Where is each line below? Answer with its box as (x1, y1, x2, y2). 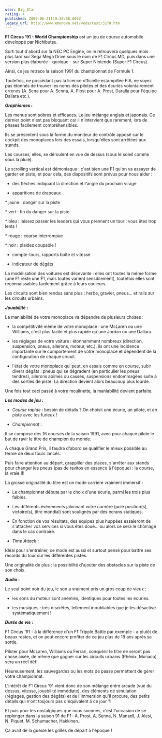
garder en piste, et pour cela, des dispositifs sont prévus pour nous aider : (5, 171, 153, 177)
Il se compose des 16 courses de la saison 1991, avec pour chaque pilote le (5, 431, 154, 437)
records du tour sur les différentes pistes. (5, 552, 88, 559)
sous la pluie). (5, 156, 33, 163)
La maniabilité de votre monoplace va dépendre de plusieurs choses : (5, 314, 144, 320)
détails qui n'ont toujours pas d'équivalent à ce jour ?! (5, 698, 112, 704)
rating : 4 (5, 12, 25, 17)
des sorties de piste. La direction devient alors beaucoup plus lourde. (12, 378, 150, 384)
